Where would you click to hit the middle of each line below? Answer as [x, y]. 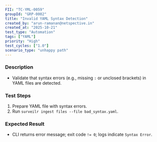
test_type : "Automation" [30, 32]
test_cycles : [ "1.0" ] [27, 46]
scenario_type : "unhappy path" [37, 50]
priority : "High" [23, 41]
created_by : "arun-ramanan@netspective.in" [50, 23]
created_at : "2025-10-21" [31, 28]
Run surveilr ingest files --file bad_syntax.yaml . [65, 111]
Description [19, 67]
